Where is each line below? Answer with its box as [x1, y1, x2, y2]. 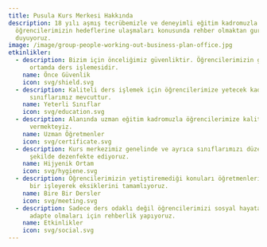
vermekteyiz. [29, 123, 73, 131]
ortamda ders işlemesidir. [29, 64, 119, 72]
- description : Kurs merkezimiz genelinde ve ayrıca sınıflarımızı [15, 145, 244, 153]
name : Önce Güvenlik [22, 71, 91, 79]
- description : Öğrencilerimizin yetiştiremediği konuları [15, 174, 215, 183]
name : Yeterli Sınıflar [22, 100, 102, 108]
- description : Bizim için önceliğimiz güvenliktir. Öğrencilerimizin [15, 57, 254, 65]
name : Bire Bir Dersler [22, 189, 102, 198]
